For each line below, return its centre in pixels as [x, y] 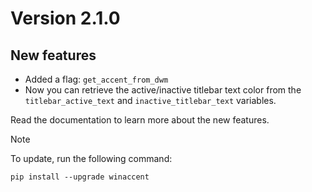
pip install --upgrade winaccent [80, 177]
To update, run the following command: [91, 158]
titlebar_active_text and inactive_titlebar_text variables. [150, 100]
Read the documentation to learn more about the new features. [140, 120]
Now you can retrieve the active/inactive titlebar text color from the [163, 90]
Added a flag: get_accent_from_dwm [96, 79]
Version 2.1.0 [65, 18]
